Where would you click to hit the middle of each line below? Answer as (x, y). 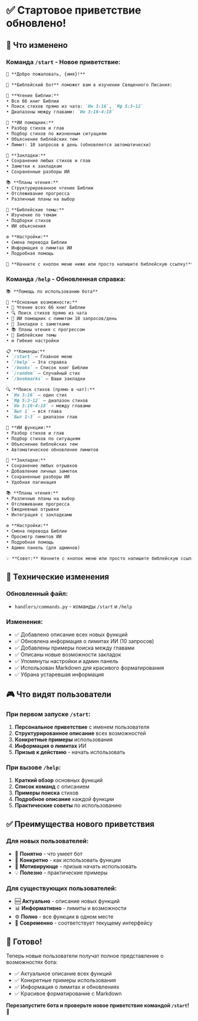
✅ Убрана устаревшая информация (59, 674)
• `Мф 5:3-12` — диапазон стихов (47, 400)
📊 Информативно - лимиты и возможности (70, 908)
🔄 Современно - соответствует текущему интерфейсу (84, 923)
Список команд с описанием (52, 787)
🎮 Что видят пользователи (59, 694)
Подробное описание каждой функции (64, 799)
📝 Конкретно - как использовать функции (68, 860)
